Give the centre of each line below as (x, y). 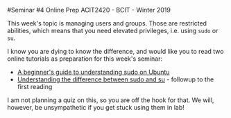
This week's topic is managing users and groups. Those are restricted (107, 23)
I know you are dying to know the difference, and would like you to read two (115, 51)
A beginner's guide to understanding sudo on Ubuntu (93, 72)
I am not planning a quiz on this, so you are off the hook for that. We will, (111, 100)
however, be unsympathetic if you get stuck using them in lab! (96, 107)
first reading (35, 87)
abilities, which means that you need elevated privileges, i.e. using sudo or (113, 31)
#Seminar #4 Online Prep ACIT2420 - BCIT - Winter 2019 (89, 10)
